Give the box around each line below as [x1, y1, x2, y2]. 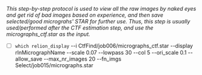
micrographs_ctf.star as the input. [6, 31, 90, 38]
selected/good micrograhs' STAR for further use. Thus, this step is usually [6, 18, 191, 25]
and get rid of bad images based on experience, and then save [6, 11, 164, 19]
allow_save [14, 55, 43, 62]
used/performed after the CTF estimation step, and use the [6, 24, 154, 31]
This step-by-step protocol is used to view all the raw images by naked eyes [6, 5, 197, 12]
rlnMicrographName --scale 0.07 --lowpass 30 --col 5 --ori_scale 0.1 [14, 49, 187, 56]
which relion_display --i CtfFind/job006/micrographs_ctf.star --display [14, 42, 193, 49]
